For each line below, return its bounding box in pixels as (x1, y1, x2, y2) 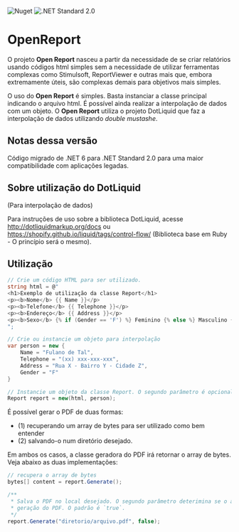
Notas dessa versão (7, 135, 98, 147)
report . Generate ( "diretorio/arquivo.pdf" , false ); (7, 518, 161, 525)
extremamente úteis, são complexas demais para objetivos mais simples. (7, 78, 221, 86)
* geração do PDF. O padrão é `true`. (10, 504, 126, 511)
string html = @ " (7, 283, 59, 291)
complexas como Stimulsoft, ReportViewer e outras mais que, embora (7, 70, 212, 78)
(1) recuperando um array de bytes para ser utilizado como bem (17, 422, 205, 430)
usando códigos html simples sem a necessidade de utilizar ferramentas (7, 63, 220, 71)
